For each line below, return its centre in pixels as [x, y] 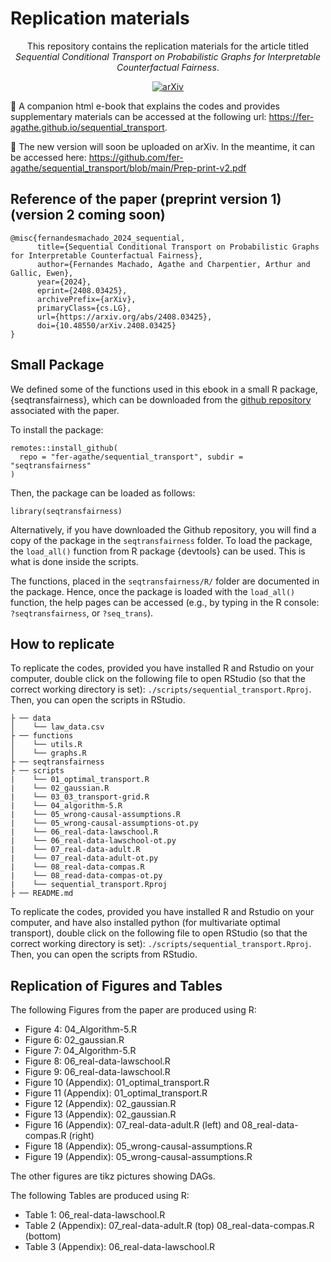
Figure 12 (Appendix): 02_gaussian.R [100, 1104]
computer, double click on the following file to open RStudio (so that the [158, 679]
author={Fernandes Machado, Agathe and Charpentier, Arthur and [173, 264]
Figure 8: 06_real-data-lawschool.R [97, 1061]
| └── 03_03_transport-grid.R [80, 797]
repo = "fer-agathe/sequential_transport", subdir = [131, 457]
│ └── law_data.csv [57, 727]
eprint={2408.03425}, [82, 290]
